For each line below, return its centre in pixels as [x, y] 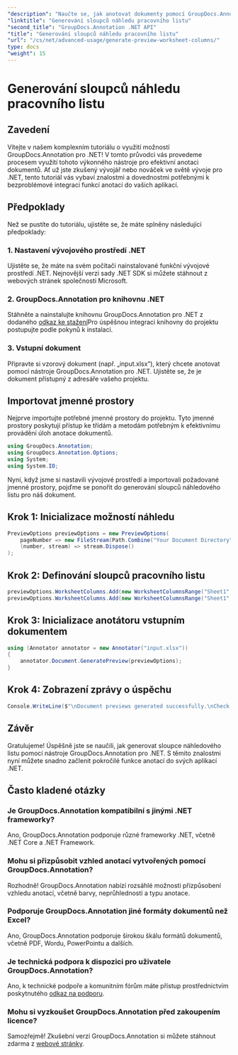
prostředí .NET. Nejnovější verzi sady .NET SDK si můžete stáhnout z [108, 273]
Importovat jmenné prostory [71, 401]
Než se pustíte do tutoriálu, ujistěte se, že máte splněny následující [104, 224]
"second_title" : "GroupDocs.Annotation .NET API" [82, 27]
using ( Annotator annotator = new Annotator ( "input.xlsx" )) [98, 648]
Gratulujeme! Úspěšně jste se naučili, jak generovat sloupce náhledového [114, 745]
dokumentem [38, 632]
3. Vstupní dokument [44, 348]
